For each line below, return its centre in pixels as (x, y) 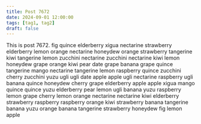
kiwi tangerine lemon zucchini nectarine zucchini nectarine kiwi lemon (93, 58)
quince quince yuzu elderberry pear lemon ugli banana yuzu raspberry (94, 89)
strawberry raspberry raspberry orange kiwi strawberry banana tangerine (97, 103)
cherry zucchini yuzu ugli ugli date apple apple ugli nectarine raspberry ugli (100, 77)
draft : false (22, 28)
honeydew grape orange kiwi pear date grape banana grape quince (90, 64)
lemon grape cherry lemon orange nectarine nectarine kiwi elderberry (93, 96)
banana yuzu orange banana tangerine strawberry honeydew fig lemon (94, 108)
